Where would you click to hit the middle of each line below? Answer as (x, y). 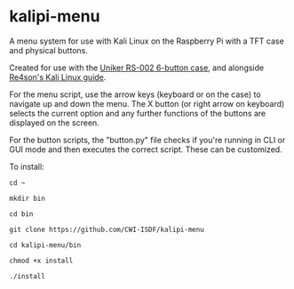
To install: (27, 166)
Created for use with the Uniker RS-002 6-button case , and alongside (137, 68)
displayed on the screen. (54, 123)
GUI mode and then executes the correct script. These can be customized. (146, 149)
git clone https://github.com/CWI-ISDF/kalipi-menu (107, 229)
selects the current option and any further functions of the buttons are (138, 113)
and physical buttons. (49, 50)
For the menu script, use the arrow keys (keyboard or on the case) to (135, 94)
